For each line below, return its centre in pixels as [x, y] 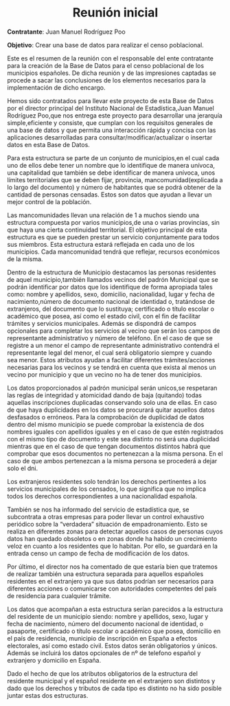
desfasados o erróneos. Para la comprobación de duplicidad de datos [106, 417]
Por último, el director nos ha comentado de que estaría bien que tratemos [113, 566]
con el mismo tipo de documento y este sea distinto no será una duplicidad [113, 439]
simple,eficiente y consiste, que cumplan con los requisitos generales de [110, 122]
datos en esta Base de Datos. [49, 144]
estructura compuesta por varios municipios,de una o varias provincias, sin [113, 222]
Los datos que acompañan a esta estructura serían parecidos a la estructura [115, 609]
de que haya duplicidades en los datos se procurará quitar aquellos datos [111, 410]
